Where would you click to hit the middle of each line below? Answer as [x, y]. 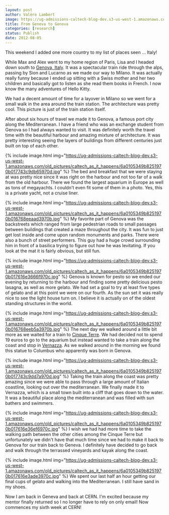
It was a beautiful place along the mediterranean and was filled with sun [80, 398]
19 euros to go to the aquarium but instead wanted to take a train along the [82, 340]
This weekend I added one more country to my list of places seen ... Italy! [81, 52]
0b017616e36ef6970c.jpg [32, 429]
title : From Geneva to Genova [37, 24]
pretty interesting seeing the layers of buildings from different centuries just [83, 140]
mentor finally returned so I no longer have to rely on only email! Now [77, 502]
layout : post [19, 10]
